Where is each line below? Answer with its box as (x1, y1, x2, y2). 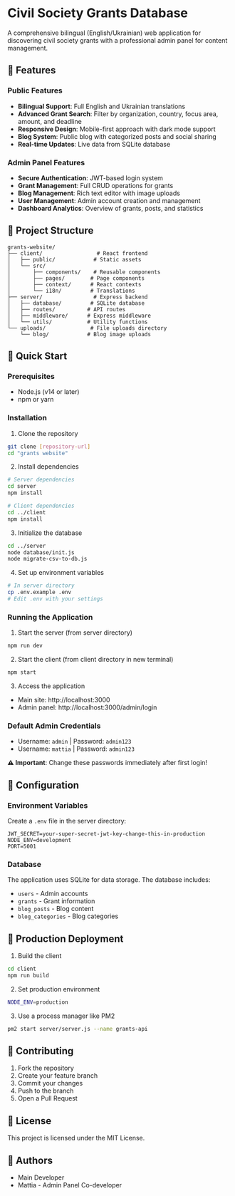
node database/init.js (7, 548, 75, 556)
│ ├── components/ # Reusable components (7, 269, 161, 276)
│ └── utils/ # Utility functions (7, 318, 148, 326)
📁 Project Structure (7, 224, 94, 236)
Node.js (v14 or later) (17, 388, 80, 396)
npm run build (7, 972, 50, 979)
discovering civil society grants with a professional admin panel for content (7, 36, 228, 44)
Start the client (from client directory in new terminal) (17, 655, 174, 664)
